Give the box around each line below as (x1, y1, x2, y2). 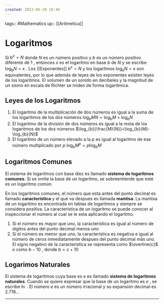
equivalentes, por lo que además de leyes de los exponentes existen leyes (5, 72, 155, 78)
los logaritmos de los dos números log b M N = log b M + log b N (12, 114, 133, 122)
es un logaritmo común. (5, 181, 53, 187)
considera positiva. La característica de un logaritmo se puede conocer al (5, 206, 153, 212)
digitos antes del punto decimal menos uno (12, 226, 99, 231)
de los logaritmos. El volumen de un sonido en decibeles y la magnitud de (5, 77, 153, 83)
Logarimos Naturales (5, 260, 70, 268)
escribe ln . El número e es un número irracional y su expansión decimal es (5, 284, 156, 290)
